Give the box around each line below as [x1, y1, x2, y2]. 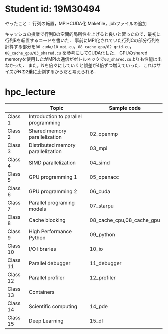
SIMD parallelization [29, 159, 76, 166]
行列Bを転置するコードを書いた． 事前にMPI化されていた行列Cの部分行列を [5, 37, 161, 43]
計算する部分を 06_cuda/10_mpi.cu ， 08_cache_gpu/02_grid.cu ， [5, 43, 134, 49]
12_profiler [89, 274, 116, 281]
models [29, 205, 46, 212]
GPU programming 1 [29, 173, 77, 180]
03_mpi [89, 145, 108, 152]
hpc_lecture [5, 86, 56, 98]
